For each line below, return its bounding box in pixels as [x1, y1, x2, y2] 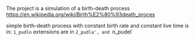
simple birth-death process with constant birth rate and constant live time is [6, 23, 189, 29]
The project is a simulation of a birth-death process [6, 5, 130, 12]
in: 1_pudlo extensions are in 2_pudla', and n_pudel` [6, 28, 134, 35]
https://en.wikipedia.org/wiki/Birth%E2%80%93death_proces [6, 11, 155, 18]
